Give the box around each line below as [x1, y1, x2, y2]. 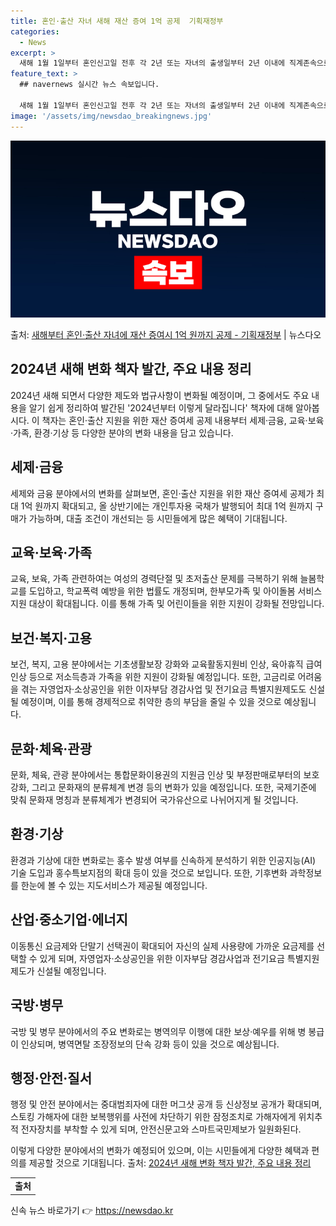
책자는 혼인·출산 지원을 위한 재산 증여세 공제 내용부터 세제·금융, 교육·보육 [41, 414, 325, 426]
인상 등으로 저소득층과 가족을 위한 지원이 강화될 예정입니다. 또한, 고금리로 [10, 671, 296, 683]
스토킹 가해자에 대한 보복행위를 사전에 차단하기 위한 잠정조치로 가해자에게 [10, 1111, 297, 1123]
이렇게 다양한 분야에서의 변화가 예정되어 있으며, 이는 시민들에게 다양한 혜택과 [10, 1145, 310, 1157]
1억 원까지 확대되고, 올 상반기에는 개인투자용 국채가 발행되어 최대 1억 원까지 [20, 500, 313, 512]
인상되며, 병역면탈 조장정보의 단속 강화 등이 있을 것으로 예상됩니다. [20, 1038, 280, 1050]
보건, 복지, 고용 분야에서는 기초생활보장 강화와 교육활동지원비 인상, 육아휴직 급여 [10, 658, 323, 670]
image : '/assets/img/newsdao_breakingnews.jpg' [10, 111, 213, 121]
